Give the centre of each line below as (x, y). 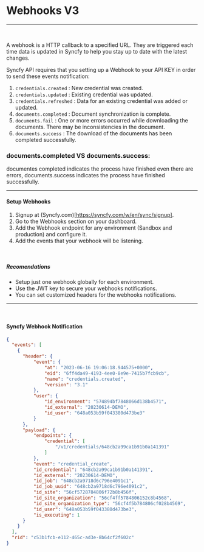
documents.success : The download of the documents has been (93, 133)
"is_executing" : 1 (56, 515)
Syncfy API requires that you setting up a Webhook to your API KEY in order (101, 69)
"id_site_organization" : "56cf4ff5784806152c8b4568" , (103, 498)
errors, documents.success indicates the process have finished (86, 175)
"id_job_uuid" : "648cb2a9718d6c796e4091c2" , (90, 487)
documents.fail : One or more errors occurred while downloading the (101, 120)
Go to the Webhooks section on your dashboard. (76, 221)
